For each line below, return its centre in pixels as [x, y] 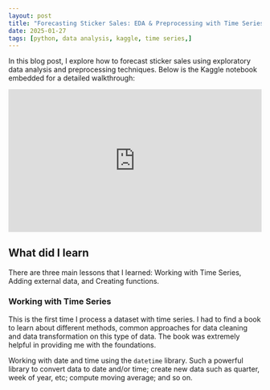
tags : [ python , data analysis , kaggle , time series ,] [100, 38]
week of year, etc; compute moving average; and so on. [100, 377]
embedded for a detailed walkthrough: [72, 78]
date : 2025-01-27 [37, 31]
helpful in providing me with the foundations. [82, 345]
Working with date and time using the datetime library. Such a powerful [126, 360]
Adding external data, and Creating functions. [84, 281]
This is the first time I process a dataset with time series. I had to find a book [135, 319]
